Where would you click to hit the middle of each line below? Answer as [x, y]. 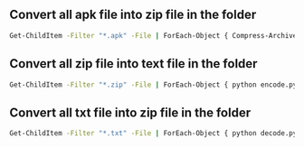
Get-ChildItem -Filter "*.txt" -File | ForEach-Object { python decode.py [153, 133]
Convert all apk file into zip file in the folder [133, 15]
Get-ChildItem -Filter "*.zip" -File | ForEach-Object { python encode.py [153, 85]
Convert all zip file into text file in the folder [133, 64]
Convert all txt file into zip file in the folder [130, 112]
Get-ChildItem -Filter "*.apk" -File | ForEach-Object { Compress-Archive [153, 35]
